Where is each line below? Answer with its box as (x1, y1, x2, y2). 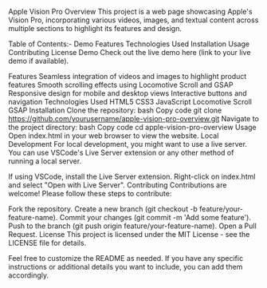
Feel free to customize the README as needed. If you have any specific (8, 254, 244, 262)
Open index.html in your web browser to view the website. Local (8, 131, 219, 140)
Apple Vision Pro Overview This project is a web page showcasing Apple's (8, 7, 253, 16)
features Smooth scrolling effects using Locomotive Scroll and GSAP (8, 80, 234, 89)
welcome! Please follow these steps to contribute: (8, 189, 172, 198)
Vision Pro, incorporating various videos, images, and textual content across (8, 15, 259, 25)
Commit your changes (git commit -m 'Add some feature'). (59, 213, 251, 222)
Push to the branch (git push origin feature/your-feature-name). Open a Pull (8, 221, 257, 231)
